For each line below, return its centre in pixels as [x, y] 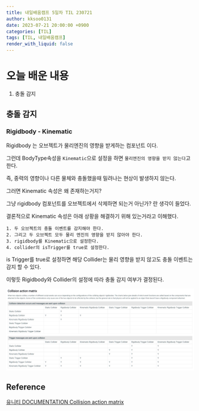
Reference [26, 387]
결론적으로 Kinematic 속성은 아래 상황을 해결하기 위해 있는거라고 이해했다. [92, 216]
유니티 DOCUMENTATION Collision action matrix [65, 402]
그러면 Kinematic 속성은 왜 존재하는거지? [54, 191]
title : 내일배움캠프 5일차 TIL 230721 [49, 13]
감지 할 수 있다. [24, 267]
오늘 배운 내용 [38, 76]
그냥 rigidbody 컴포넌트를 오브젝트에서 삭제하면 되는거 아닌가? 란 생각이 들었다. [99, 203]
